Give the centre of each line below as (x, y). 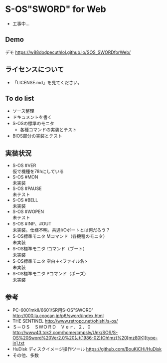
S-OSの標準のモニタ (33, 124)
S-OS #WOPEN (28, 212)
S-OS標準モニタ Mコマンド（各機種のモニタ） (60, 236)
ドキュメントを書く (32, 117)
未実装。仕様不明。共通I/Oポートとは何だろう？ (61, 230)
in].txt (18, 343)
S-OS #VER (24, 166)
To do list (20, 98)
